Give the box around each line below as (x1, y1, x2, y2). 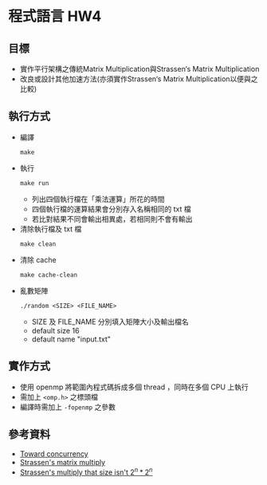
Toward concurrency (19, 449, 89, 459)
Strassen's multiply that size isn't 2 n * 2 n (19, 466, 153, 477)
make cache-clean (19, 270, 78, 279)
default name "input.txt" (31, 334, 112, 344)
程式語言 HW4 (8, 7, 102, 26)
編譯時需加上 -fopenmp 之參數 (19, 402, 116, 412)
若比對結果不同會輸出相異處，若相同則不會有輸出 (31, 214, 193, 223)
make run (19, 179, 49, 187)
